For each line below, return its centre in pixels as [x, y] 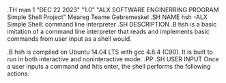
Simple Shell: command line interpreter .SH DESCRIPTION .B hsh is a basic [112, 24]
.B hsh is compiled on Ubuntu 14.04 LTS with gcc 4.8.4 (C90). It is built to [110, 52]
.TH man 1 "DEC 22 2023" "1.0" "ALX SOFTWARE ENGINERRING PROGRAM [113, 10]
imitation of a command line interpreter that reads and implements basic [109, 31]
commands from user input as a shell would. [69, 39]
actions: [18, 73]
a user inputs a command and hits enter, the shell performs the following [109, 66]
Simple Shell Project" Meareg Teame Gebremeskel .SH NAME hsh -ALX [108, 17]
